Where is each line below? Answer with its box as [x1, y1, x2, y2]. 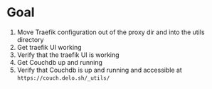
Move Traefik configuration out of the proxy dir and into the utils [16, 28, 205, 36]
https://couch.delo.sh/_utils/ [16, 74, 110, 82]
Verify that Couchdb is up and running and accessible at [16, 66, 182, 74]
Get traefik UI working [16, 43, 83, 51]
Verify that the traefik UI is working [16, 51, 120, 59]
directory [16, 35, 44, 43]
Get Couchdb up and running [16, 58, 102, 66]
